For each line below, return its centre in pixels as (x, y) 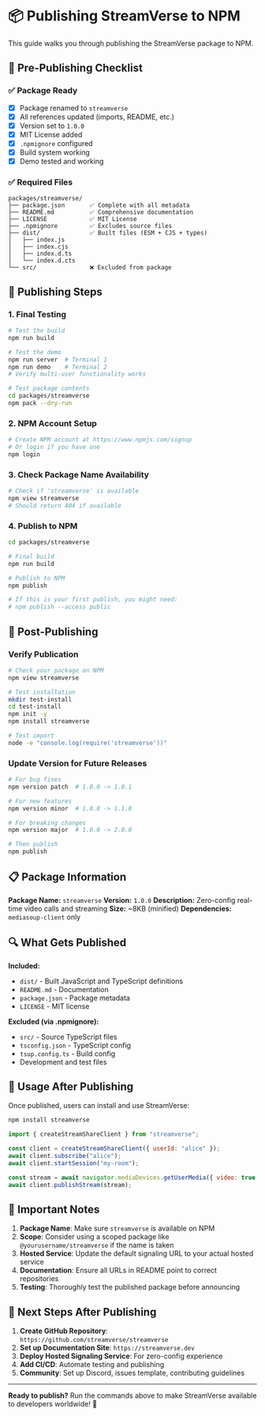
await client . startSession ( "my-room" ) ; (74, 1163)
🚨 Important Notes (54, 1210)
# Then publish (33, 845)
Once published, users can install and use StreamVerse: (99, 1106)
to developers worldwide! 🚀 (52, 1404)
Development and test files (63, 1062)
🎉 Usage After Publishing (71, 1087)
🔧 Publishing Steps (55, 292)
